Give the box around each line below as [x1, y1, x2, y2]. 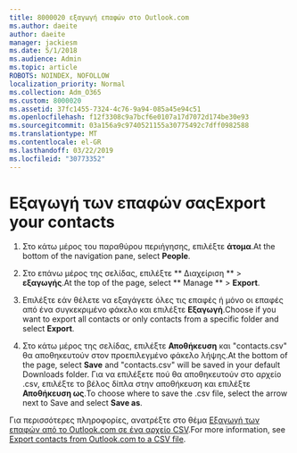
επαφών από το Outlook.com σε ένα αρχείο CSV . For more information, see [9, 424, 285, 435]
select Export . [21, 323, 75, 334]
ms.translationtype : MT [9, 130, 98, 138]
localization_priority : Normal [9, 80, 126, 88]
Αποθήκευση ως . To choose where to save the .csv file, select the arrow [21, 388, 288, 398]
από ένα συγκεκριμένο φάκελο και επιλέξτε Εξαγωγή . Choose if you [21, 305, 276, 315]
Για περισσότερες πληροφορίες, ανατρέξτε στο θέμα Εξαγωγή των [9, 415, 260, 425]
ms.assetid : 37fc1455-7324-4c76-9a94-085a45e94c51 [9, 105, 202, 113]
